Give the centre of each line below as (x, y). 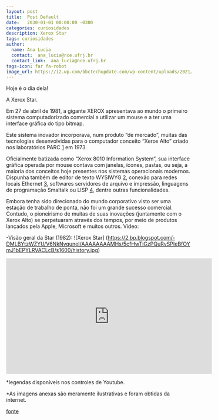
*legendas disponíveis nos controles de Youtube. (66, 382)
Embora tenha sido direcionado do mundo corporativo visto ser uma (89, 201)
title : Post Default (33, 17)
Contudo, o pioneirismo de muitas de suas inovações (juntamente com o (94, 214)
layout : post (22, 11)
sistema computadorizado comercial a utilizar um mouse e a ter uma (89, 117)
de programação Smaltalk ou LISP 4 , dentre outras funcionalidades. (88, 190)
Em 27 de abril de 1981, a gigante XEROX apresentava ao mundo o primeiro (97, 111)
